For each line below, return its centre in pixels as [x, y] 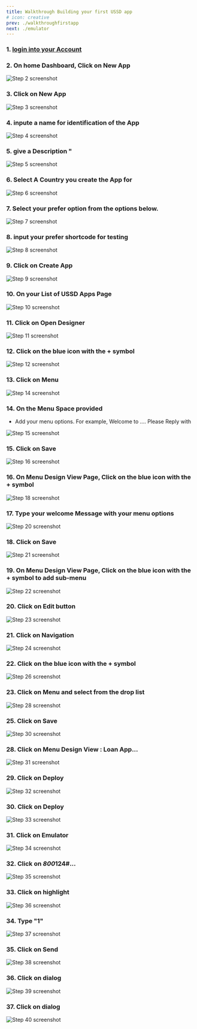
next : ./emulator [28, 28]
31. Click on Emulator [37, 835]
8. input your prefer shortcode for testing [67, 237]
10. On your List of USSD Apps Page [59, 294]
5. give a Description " [39, 151]
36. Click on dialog [34, 978]
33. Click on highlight [38, 892]
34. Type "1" [25, 921]
